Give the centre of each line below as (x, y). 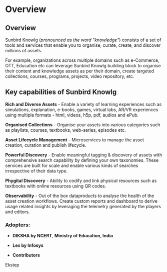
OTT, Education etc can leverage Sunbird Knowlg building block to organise (83, 66)
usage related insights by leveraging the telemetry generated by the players (83, 206)
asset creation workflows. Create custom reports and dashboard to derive (81, 201)
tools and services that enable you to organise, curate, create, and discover (83, 45)
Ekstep (12, 265)
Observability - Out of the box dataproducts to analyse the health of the (80, 196)
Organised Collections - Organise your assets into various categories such (83, 125)
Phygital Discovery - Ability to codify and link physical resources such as (81, 180)
